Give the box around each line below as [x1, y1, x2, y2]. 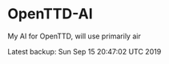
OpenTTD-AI [7, 5, 93, 23]
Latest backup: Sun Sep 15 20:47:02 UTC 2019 [7, 46, 162, 56]
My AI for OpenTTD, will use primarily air [7, 31, 141, 41]
